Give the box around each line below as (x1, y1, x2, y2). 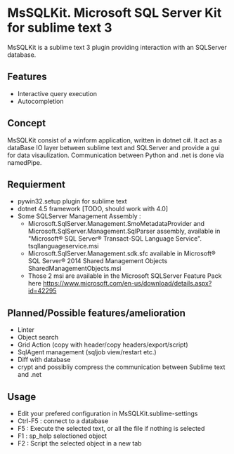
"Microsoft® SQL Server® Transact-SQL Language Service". (27, 234, 202, 243)
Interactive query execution (17, 89, 97, 98)
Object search (17, 333, 59, 342)
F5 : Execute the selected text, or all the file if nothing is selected (17, 425, 205, 432)
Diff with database (17, 356, 71, 364)
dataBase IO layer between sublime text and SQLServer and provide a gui (7, 143, 220, 152)
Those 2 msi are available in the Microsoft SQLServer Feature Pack (27, 272, 222, 280)
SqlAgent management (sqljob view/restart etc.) (17, 348, 157, 356)
